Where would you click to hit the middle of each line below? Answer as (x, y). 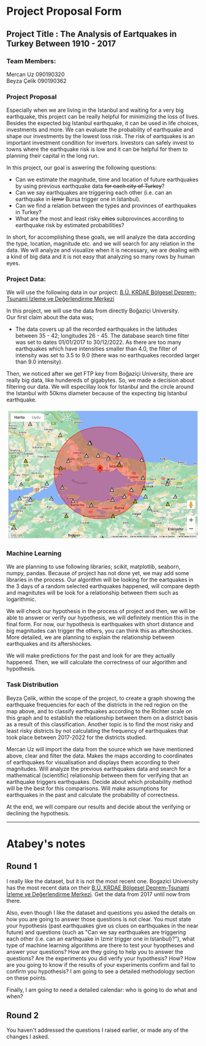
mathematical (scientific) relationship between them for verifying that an (97, 775)
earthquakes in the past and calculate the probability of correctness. (93, 795)
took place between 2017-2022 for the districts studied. (77, 737)
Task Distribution (32, 684)
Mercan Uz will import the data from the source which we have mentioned (100, 749)
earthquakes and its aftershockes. (49, 644)
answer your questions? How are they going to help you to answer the (95, 951)
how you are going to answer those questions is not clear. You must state (99, 919)
